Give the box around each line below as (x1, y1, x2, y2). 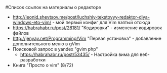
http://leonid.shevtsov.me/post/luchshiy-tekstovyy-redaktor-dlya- (12, 14, 150, 20)
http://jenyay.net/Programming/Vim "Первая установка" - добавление (12, 35, 162, 41)
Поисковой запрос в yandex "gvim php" (12, 46, 98, 52)
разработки (20, 57, 46, 62)
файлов (12, 30, 29, 36)
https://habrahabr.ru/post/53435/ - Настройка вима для (20, 51, 139, 57)
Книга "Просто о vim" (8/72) (12, 62, 73, 68)
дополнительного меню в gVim (12, 41, 80, 47)
